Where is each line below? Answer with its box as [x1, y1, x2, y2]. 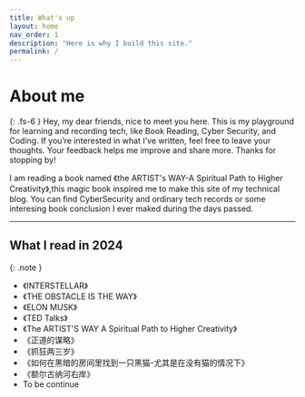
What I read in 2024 [9, 237, 123, 254]
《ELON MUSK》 [22, 301, 78, 313]
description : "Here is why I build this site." [9, 38, 193, 48]
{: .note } [9, 262, 43, 273]
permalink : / [9, 47, 59, 56]
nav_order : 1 [9, 30, 59, 39]
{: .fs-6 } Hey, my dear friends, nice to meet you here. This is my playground [9, 116, 295, 127]
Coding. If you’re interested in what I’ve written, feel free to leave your [9, 135, 271, 146]
